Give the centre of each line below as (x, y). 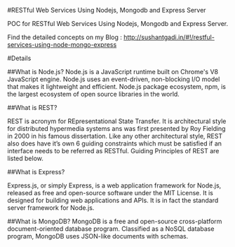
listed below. (26, 158)
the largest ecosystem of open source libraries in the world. (94, 94)
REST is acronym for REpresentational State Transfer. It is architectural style (117, 121)
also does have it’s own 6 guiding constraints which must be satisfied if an (115, 143)
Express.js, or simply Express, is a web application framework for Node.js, (114, 185)
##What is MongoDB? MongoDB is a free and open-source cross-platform (115, 221)
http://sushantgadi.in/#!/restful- (169, 37)
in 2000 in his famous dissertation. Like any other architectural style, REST (115, 136)
